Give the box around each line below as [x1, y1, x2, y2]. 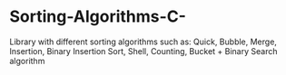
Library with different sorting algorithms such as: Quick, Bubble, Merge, [9, 36, 277, 47]
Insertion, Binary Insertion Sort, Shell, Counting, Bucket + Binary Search [9, 45, 278, 56]
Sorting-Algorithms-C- [9, 6, 186, 27]
